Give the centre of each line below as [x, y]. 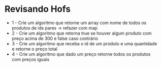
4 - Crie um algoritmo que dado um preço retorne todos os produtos [81, 54]
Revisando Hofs [38, 9]
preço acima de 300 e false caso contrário [55, 38]
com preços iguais [31, 59]
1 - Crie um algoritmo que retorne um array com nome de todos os [79, 23]
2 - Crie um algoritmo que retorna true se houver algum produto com [82, 33]
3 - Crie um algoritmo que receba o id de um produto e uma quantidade [84, 43]
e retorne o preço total [34, 49]
